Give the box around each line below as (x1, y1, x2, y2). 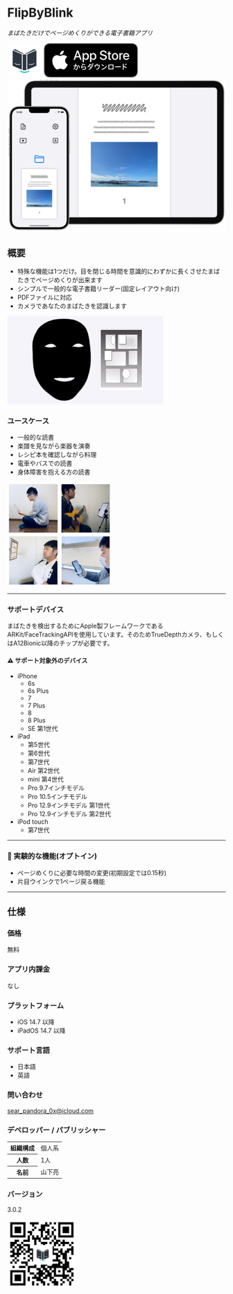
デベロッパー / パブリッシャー (7, 1125, 106, 1135)
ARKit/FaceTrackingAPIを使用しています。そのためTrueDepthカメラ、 (7, 630, 206, 639)
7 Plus (27, 702, 46, 710)
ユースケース (7, 416, 50, 426)
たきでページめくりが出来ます (17, 275, 103, 284)
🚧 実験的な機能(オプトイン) (7, 852, 97, 861)
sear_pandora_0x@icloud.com (7, 1106, 94, 1114)
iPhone (17, 672, 38, 680)
